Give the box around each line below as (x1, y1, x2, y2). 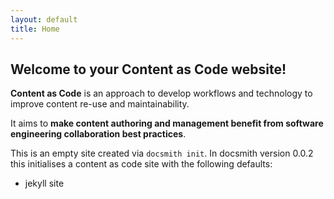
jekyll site (24, 177, 65, 190)
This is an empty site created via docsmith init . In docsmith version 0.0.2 (10, 147, 314, 160)
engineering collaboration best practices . (10, 128, 187, 140)
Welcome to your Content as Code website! (10, 61, 287, 78)
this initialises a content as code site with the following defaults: (10, 158, 273, 170)
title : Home (10, 24, 60, 34)
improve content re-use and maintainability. (10, 98, 190, 110)
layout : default (10, 14, 78, 25)
